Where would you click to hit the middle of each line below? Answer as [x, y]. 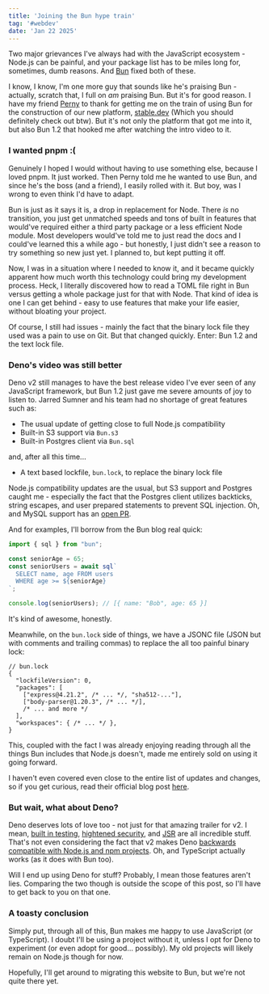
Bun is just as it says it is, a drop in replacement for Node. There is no [124, 209]
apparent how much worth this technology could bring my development [128, 276]
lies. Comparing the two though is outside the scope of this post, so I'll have [134, 884]
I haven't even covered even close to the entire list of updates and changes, [134, 778]
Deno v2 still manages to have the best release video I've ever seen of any [132, 382]
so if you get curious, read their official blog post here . [99, 787]
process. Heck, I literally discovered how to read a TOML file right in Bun [129, 285]
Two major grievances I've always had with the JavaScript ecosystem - [127, 54]
